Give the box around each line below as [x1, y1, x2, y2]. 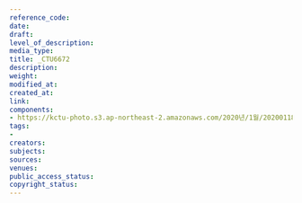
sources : [9, 154, 42, 164]
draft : [9, 30, 34, 39]
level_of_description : [9, 38, 94, 48]
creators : [9, 138, 47, 147]
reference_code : [9, 13, 70, 22]
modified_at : [9, 80, 58, 89]
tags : [9, 122, 30, 131]
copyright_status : [9, 181, 78, 190]
